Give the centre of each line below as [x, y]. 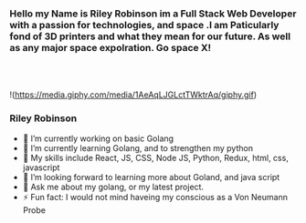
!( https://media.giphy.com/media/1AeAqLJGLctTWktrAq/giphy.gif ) [133, 95]
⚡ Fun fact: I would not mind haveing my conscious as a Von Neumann [155, 197]
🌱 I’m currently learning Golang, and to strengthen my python [138, 147]
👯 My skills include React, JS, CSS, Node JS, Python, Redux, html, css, [156, 157]
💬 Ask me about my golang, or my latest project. [113, 187]
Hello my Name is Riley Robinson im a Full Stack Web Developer [153, 14]
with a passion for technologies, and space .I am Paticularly [144, 25]
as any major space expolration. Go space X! [111, 47]
